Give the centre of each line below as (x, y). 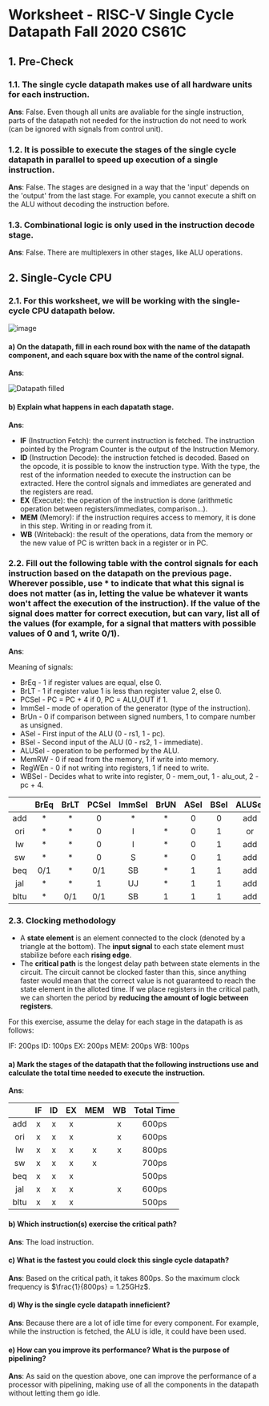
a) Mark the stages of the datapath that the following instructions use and (133, 1064)
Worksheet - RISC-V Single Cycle (121, 15)
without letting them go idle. (54, 1393)
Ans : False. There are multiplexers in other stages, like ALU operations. (126, 253)
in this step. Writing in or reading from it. (86, 526)
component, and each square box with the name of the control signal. (126, 355)
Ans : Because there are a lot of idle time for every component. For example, (133, 1322)
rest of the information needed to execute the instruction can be (125, 475)
